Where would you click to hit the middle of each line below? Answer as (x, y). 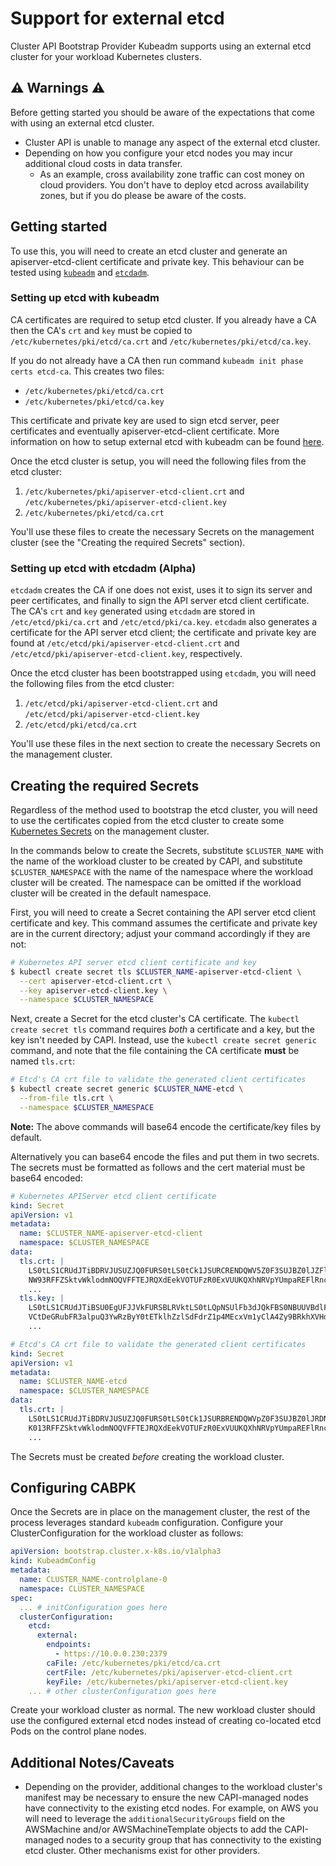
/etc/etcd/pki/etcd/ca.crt (81, 725)
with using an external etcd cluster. (82, 123)
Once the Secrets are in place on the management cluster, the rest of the (160, 1512)
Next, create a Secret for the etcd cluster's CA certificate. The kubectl (155, 1019)
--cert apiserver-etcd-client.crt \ (95, 981)
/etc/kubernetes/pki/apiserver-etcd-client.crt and (134, 491)
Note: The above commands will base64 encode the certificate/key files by (166, 1126)
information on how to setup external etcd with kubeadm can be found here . (167, 441)
